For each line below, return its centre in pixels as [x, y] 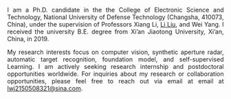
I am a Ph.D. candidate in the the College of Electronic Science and [115, 10]
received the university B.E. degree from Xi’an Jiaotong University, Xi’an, [115, 31]
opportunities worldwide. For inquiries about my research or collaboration [115, 74]
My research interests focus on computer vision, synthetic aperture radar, [115, 52]
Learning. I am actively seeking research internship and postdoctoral [115, 67]
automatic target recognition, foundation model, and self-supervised [115, 59]
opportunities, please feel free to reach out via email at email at [115, 81]
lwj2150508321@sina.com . [45, 88]
